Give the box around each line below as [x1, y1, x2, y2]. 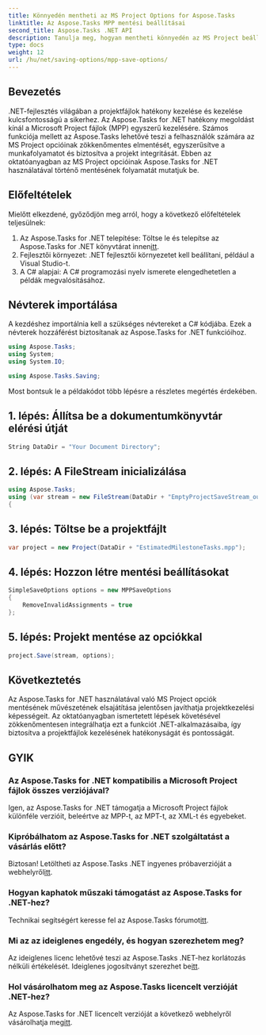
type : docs [8, 41, 44, 49]
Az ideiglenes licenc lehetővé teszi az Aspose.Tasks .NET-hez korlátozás [8, 953, 246, 963]
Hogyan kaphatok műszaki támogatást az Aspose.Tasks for [8, 887, 242, 899]
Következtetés [8, 673, 82, 687]
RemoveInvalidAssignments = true [22, 601, 133, 609]
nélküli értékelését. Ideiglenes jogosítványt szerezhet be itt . [8, 961, 200, 972]
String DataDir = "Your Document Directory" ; [8, 443, 161, 450]
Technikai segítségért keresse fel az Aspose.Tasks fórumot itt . [8, 915, 209, 925]
